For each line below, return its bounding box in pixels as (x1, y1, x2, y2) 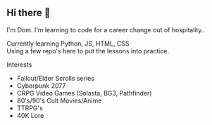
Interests (6, 60, 32, 69)
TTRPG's (16, 103, 43, 112)
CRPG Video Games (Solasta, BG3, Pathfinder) (16, 88, 152, 97)
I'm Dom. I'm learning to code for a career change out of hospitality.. (6, 25, 206, 34)
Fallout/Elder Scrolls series (16, 74, 94, 82)
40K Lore (16, 111, 44, 119)
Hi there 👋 (6, 7, 51, 19)
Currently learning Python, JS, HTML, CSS (6, 39, 130, 48)
